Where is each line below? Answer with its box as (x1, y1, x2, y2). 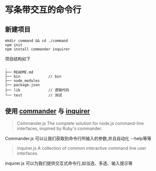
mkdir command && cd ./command (5, 38, 68, 43)
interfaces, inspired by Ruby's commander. (16, 125, 102, 131)
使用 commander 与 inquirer (5, 107, 90, 115)
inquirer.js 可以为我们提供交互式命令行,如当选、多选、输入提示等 (5, 160, 133, 166)
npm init (5, 43, 23, 47)
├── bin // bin (5, 74, 62, 79)
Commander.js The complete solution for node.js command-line (16, 120, 144, 126)
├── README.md (5, 70, 34, 75)
